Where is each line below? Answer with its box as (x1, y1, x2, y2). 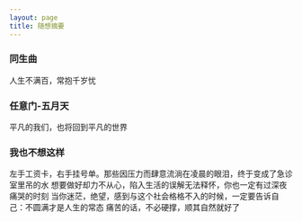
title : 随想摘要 (9, 22, 65, 31)
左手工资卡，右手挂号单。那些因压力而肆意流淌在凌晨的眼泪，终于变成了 (9, 168, 277, 180)
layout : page (9, 13, 58, 22)
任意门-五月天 (9, 100, 69, 112)
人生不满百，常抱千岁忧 (9, 75, 96, 85)
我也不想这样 (9, 146, 66, 159)
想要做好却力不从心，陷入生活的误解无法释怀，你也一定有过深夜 (50, 180, 288, 190)
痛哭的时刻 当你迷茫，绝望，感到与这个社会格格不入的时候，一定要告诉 (9, 190, 271, 202)
